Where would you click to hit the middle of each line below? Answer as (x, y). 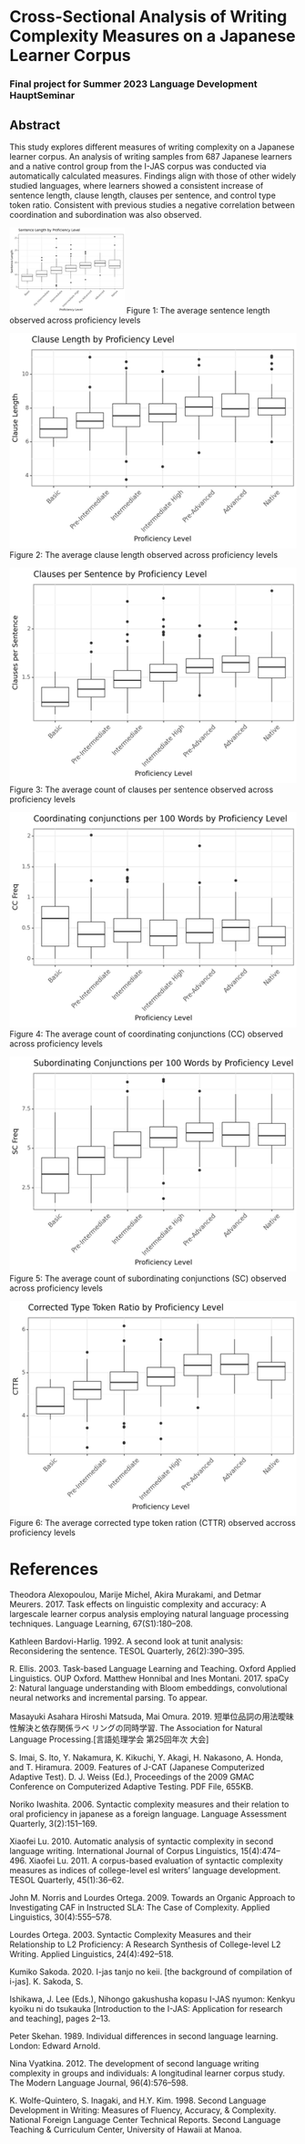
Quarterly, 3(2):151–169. (53, 1824)
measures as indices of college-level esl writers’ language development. (145, 1871)
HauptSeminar (42, 96)
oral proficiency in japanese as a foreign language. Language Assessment (148, 1814)
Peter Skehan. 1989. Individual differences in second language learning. (144, 2036)
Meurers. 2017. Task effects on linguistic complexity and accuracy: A (138, 1604)
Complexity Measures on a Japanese (152, 36)
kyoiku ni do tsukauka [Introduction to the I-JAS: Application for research (146, 2009)
